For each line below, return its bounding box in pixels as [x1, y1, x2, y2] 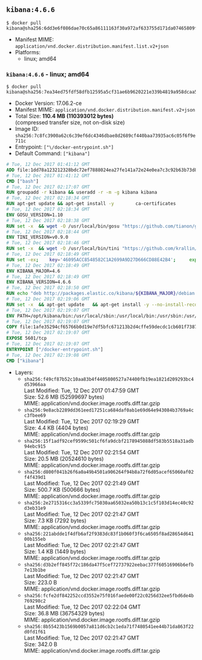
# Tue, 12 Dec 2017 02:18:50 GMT [6, 285, 90, 291]
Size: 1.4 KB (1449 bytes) [23, 548, 86, 555]
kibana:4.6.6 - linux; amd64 [6, 70, 90, 78]
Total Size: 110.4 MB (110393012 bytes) [14, 112, 114, 120]
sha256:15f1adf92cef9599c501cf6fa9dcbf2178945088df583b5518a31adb [23, 438, 194, 444]
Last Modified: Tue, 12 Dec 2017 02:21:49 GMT [23, 480, 140, 487]
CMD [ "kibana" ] [6, 358, 44, 364]
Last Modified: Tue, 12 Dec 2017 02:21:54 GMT [23, 448, 140, 455]
